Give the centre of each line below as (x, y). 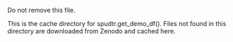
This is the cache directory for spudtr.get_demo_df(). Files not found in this (117, 23)
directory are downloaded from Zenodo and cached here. (92, 31)
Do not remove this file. (42, 10)
